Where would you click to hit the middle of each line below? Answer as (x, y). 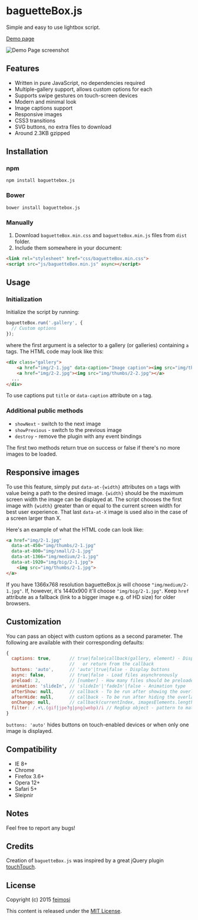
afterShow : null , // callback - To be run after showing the (95, 692)
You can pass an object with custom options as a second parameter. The (95, 636)
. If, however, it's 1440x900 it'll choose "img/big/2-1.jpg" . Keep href (105, 591)
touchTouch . (21, 867)
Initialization (24, 299)
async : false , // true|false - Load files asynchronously (95, 675)
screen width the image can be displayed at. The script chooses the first (94, 499)
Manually (20, 222)
